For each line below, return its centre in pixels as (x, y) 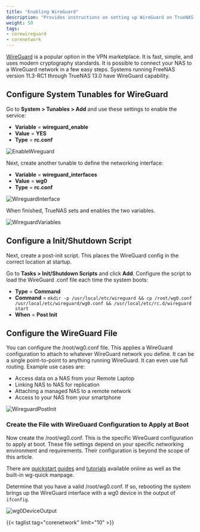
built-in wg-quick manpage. (40, 474)
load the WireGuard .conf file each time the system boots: (77, 280)
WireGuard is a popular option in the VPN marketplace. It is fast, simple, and (99, 57)
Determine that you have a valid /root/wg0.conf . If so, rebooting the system (99, 486)
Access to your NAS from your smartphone (68, 398)
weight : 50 (20, 23)
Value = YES (30, 133)
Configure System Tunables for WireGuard (87, 94)
